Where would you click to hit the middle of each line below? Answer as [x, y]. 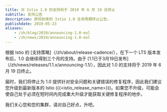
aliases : [14, 28]
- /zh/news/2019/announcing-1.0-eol [52, 38]
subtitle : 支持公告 [24, 14]
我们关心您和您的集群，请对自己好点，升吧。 [51, 105]
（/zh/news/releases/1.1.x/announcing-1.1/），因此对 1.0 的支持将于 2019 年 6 [83, 65]
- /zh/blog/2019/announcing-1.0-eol [52, 33]
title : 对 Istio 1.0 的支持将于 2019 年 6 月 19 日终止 [60, 10]
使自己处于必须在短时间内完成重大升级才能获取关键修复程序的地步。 [75, 94]
